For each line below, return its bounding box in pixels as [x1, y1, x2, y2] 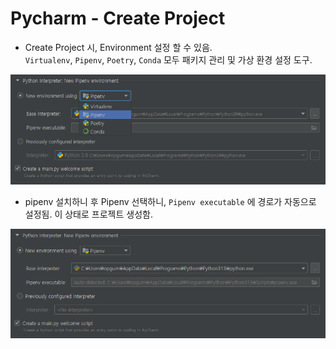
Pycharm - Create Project [10, 7, 226, 30]
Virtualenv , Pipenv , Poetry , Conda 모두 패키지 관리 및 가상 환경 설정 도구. [24, 53, 313, 66]
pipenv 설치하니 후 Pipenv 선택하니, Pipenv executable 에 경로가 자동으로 [24, 195, 317, 207]
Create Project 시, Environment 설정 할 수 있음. [24, 41, 213, 53]
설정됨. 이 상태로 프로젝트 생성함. [24, 208, 153, 220]
